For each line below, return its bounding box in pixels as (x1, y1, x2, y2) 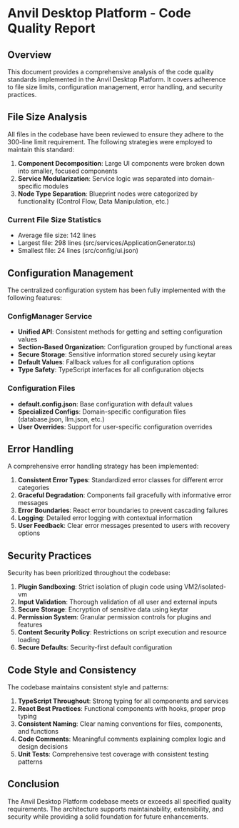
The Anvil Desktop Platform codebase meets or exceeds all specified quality (7, 797, 232, 805)
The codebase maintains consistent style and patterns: (7, 682, 169, 691)
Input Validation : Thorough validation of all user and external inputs (17, 598, 218, 607)
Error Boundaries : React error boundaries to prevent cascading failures (17, 506, 228, 515)
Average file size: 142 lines (17, 231, 96, 240)
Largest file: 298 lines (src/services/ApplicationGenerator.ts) (17, 239, 196, 247)
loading (17, 636, 41, 644)
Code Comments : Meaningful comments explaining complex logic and (17, 734, 226, 743)
